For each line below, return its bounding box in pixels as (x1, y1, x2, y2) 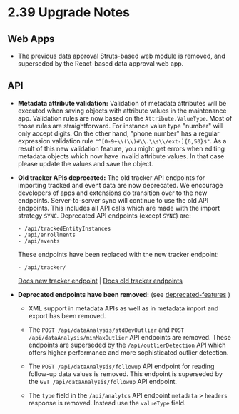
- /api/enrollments (17, 231, 76, 238)
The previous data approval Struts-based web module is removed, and (17, 51, 226, 60)
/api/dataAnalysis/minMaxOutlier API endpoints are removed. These (28, 333, 232, 341)
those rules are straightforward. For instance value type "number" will (17, 121, 223, 130)
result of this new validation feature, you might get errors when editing (17, 144, 225, 153)
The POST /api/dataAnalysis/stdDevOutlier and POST (28, 325, 184, 334)
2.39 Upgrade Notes (7, 4, 131, 21)
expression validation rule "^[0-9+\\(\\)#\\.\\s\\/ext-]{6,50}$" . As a (17, 136, 227, 145)
